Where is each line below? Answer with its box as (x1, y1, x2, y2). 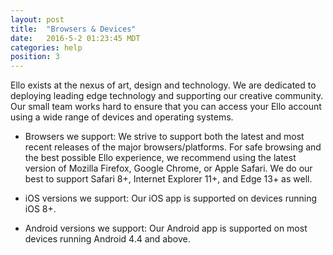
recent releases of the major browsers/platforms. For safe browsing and (24, 141, 322, 153)
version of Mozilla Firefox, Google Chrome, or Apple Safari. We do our (24, 162, 313, 175)
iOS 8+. (24, 203, 57, 215)
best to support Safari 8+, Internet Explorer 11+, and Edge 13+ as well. (24, 173, 313, 185)
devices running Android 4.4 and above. (24, 233, 191, 245)
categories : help (10, 42, 83, 53)
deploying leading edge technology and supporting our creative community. (10, 90, 324, 102)
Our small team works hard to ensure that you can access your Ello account (10, 101, 322, 113)
